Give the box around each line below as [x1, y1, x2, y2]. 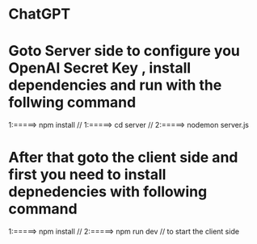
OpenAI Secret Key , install [8, 59, 192, 78]
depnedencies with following [8, 183, 208, 201]
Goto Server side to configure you [8, 42, 240, 61]
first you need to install [8, 166, 166, 184]
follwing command [8, 94, 137, 111]
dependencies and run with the [8, 76, 222, 95]
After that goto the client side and [8, 149, 238, 166]
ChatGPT [8, 5, 71, 23]
